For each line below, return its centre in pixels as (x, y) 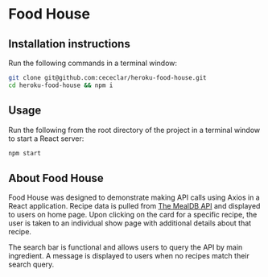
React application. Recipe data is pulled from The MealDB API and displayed (134, 206)
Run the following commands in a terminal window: (93, 63)
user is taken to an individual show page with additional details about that (130, 223)
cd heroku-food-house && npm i (61, 85)
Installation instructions (69, 44)
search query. (31, 265)
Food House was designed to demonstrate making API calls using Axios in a (134, 197)
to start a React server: (46, 138)
